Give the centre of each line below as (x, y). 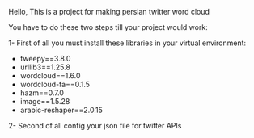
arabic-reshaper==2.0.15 (61, 110)
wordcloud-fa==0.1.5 (55, 84)
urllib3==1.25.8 (45, 67)
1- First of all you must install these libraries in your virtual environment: (127, 43)
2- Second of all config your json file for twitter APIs (95, 125)
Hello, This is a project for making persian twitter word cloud (109, 12)
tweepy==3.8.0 (45, 59)
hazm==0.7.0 (42, 93)
